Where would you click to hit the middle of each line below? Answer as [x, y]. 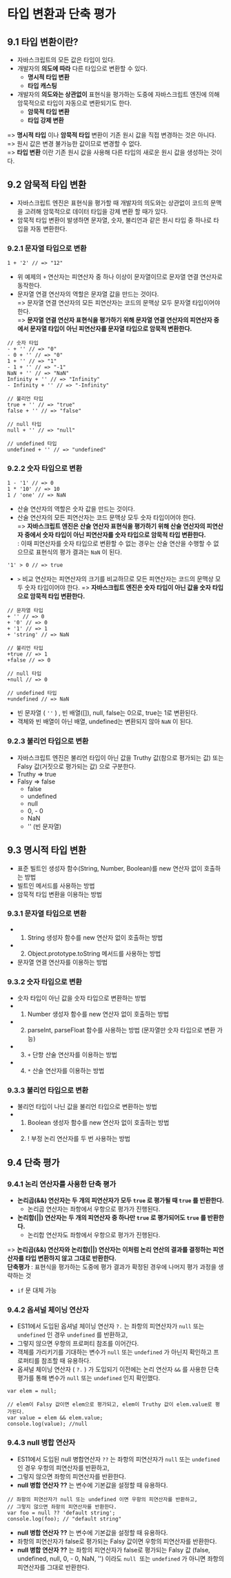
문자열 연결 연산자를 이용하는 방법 [62, 962]
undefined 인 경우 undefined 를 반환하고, [72, 1335]
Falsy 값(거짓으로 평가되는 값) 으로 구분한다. [77, 766]
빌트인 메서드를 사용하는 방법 [56, 885]
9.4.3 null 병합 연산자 [41, 1442]
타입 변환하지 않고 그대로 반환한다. [71, 1259]
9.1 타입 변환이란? [43, 42]
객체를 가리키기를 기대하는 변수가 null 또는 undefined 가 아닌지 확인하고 [114, 1352]
